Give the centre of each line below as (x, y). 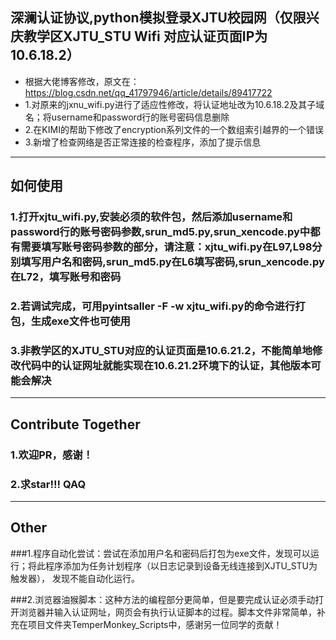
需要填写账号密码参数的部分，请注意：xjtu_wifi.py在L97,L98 (166, 247)
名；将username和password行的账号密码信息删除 (127, 117)
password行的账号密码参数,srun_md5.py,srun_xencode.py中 (160, 232)
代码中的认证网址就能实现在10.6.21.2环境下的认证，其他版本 (166, 365)
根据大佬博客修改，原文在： (82, 81)
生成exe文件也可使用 (80, 321)
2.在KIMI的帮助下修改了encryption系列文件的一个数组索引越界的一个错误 (174, 129)
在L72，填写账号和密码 (66, 277)
